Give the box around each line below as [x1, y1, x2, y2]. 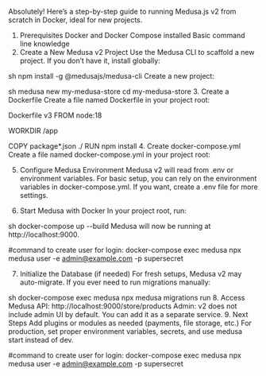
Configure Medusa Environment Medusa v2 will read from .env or [19, 165, 234, 174]
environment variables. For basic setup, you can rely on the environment [19, 174, 257, 183]
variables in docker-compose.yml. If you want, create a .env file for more [19, 182, 258, 192]
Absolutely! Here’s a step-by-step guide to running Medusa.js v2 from [8, 7, 237, 16]
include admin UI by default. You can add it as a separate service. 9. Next [8, 310, 249, 319]
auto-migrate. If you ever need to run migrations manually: [19, 277, 211, 287]
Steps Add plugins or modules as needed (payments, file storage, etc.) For [8, 318, 253, 328]
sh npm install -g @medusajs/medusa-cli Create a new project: [8, 72, 214, 80]
